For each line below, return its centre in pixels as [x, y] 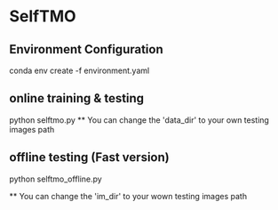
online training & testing [77, 98]
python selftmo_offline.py [56, 179]
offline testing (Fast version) [90, 157]
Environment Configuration [86, 49]
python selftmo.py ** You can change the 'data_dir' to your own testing [139, 120]
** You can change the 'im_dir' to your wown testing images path [128, 196]
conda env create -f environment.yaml [79, 70]
